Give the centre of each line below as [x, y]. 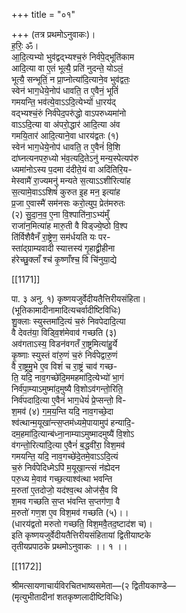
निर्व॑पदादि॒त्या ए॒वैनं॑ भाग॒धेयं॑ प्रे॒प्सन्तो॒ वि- [69, 400]
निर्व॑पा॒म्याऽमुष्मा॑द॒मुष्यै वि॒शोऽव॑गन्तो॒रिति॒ [67, 388]
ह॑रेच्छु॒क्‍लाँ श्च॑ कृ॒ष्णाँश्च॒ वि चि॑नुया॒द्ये [64, 259]
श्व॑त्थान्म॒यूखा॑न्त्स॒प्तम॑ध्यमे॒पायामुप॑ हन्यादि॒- [73, 422]
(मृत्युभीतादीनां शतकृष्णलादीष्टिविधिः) [67, 597]
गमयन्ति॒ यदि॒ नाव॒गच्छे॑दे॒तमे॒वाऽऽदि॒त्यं [65, 456]
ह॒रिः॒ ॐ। [25, 45]
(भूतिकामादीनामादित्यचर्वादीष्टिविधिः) [66, 310]
